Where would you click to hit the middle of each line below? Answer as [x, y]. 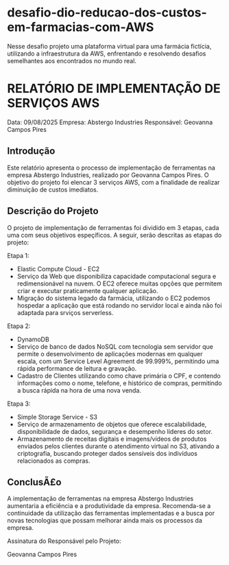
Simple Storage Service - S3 [57, 417]
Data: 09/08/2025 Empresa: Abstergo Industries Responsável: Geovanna [110, 122]
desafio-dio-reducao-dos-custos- [107, 13]
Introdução [31, 151]
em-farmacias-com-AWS [81, 27]
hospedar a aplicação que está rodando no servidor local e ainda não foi [119, 305]
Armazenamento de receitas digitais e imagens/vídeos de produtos [112, 439]
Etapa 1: [18, 255]
